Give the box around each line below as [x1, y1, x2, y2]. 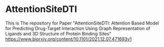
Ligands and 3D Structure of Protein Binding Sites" [5, 30, 112, 36]
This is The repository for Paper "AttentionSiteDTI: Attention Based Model [5, 20, 159, 26]
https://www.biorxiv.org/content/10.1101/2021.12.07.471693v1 [5, 36, 132, 42]
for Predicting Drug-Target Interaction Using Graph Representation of [5, 25, 150, 31]
